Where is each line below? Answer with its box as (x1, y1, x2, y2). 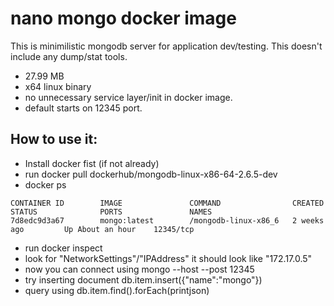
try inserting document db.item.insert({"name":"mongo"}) (24, 273, 263, 286)
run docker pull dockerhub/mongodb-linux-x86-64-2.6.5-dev (24, 168, 278, 180)
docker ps (24, 178, 67, 191)
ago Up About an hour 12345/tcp (10, 224, 195, 234)
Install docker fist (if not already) (24, 157, 160, 169)
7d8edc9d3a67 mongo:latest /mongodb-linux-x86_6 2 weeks (10, 215, 325, 226)
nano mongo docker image (10, 7, 237, 30)
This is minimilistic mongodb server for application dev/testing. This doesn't (10, 40, 323, 52)
